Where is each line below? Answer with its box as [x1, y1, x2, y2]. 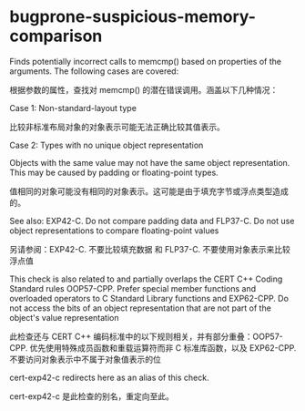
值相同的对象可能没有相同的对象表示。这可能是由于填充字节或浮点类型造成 [9, 185, 289, 197]
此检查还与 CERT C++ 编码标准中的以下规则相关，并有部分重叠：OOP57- [9, 331, 284, 342]
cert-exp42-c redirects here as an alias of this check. [9, 372, 209, 383]
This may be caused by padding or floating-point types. [9, 167, 219, 178]
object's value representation [9, 312, 119, 323]
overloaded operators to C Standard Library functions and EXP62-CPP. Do [9, 293, 290, 303]
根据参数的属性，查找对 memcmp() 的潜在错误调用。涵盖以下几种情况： [9, 84, 279, 95]
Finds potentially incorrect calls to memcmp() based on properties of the [9, 56, 282, 67]
